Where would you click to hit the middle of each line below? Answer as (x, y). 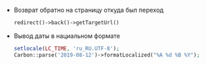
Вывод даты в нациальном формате (67, 36)
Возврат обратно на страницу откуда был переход (88, 10)
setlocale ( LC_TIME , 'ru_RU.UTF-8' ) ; (66, 48)
